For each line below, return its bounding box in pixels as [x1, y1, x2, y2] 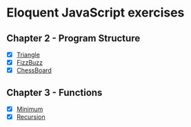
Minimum [16, 105, 43, 113]
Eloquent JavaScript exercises [6, 5, 185, 21]
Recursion [16, 113, 46, 121]
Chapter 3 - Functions [6, 86, 103, 98]
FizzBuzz [16, 59, 43, 67]
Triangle [16, 50, 41, 59]
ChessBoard [16, 66, 52, 75]
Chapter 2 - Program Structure [6, 32, 141, 44]
